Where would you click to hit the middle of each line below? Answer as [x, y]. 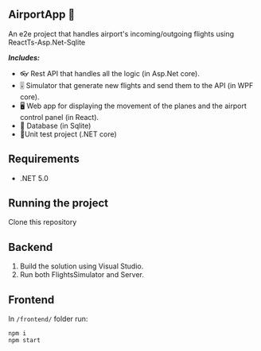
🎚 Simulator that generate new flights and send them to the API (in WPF [136, 85]
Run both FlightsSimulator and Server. [82, 275]
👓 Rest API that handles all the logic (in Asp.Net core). [110, 73]
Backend [31, 247]
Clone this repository [43, 222]
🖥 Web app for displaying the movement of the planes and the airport [133, 106]
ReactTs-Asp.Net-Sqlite [47, 42]
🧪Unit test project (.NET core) [68, 134]
